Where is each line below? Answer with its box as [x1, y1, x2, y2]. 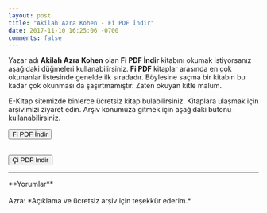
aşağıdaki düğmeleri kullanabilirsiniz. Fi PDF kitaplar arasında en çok [8, 64, 232, 74]
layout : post [8, 11, 52, 20]
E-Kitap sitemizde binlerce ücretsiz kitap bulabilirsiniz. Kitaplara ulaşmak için [8, 96, 259, 106]
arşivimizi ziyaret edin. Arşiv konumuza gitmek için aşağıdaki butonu [8, 105, 232, 114]
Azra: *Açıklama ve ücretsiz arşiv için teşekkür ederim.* [8, 196, 192, 206]
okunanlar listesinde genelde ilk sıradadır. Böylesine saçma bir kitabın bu [8, 72, 246, 82]
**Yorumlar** [8, 180, 54, 189]
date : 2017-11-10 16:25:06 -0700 [8, 26, 119, 34]
